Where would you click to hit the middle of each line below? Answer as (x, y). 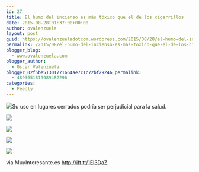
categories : (21, 84)
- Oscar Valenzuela (36, 67)
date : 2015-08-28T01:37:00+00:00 (47, 23)
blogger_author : (26, 61)
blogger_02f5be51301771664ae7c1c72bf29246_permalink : (74, 72)
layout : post (22, 34)
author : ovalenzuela (32, 28)
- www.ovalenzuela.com (39, 56)
